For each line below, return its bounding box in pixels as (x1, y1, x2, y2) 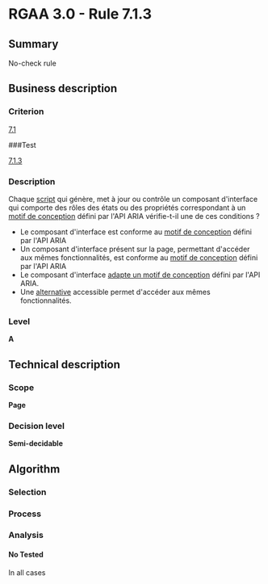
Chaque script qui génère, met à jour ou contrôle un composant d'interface (8, 194, 258, 204)
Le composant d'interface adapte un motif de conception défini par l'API (19, 270, 261, 279)
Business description (8, 82, 118, 95)
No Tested (8, 550, 44, 560)
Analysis (8, 530, 44, 541)
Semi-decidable (8, 439, 63, 448)
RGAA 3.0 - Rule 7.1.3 (8, 5, 152, 23)
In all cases (8, 567, 46, 578)
